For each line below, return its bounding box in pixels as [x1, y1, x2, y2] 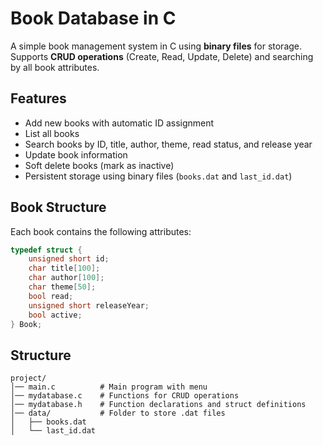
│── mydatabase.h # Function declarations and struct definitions [10, 400, 307, 410]
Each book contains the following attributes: [10, 225, 192, 237]
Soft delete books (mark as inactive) [24, 159, 175, 171]
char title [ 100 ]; [28, 263, 101, 274]
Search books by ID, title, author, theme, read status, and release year [24, 138, 313, 150]
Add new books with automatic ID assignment [24, 117, 215, 129]
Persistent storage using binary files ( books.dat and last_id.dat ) [24, 170, 293, 182]
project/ [10, 373, 47, 384]
